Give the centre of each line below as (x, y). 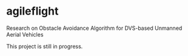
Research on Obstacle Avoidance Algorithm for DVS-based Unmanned (94, 28)
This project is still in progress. (45, 46)
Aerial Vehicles (25, 34)
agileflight (32, 11)
